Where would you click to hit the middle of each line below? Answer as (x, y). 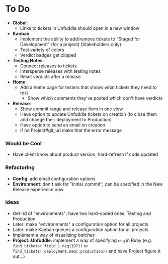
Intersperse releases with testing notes (60, 71)
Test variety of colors (42, 50)
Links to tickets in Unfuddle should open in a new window (80, 28)
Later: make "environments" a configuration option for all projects (80, 224)
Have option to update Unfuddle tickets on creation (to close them (89, 114)
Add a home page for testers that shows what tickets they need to (88, 87)
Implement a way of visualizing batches (54, 235)
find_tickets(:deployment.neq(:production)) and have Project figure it (87, 251)
